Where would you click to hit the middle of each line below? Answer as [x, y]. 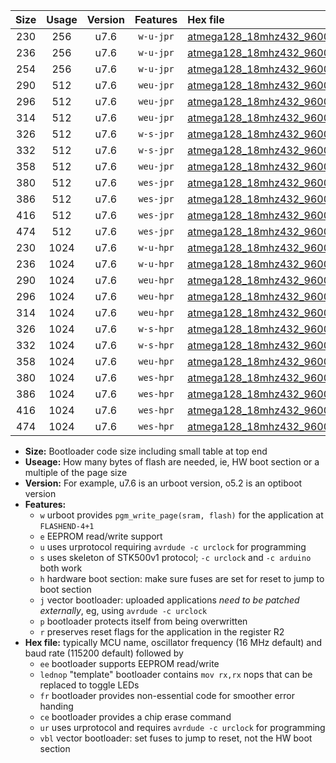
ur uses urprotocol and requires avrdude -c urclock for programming [182, 727]
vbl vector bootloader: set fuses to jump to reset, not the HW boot [176, 738]
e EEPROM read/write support [101, 536]
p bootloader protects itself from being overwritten [143, 621]
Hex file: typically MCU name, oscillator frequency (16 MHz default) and [173, 642]
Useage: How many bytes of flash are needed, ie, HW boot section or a [172, 462]
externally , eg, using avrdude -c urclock [123, 610]
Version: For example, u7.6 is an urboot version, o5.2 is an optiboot [163, 483]
